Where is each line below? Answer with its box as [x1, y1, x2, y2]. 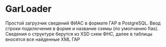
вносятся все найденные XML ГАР [5, 36, 80, 42]
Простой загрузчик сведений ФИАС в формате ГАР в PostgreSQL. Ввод [5, 20, 161, 26]
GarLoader [5, 3, 52, 15]
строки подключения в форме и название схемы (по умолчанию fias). [5, 25, 159, 31]
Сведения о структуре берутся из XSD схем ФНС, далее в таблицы [5, 31, 152, 37]
